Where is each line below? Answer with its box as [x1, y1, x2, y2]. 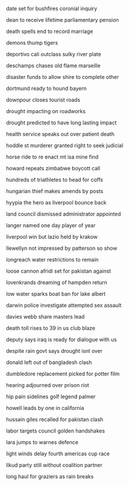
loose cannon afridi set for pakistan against [6, 267, 111, 275]
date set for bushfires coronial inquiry [6, 5, 97, 12]
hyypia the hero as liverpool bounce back [6, 199, 107, 206]
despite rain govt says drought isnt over [6, 348, 103, 354]
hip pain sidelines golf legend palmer [6, 393, 96, 400]
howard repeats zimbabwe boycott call [6, 165, 101, 171]
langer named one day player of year [6, 222, 96, 229]
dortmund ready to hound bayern [6, 85, 87, 92]
